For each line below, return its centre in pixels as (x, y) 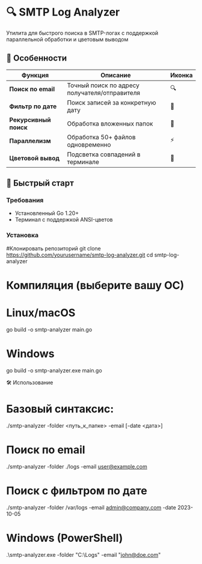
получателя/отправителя (103, 92)
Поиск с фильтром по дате (77, 490)
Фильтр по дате (33, 106)
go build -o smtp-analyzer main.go (49, 329)
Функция (35, 75)
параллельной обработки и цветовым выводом (67, 39)
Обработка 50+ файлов (101, 137)
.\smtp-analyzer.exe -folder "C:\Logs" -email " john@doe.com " (84, 554)
